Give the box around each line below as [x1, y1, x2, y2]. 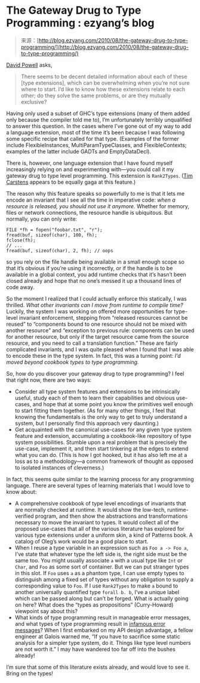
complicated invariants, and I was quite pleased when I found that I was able [6, 345, 194, 353]
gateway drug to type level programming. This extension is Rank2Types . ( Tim [6, 172, 193, 179]
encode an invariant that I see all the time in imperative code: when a [6, 196, 176, 203]
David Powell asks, [6, 61, 53, 69]
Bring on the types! [6, 669, 54, 677]
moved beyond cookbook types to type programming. [6, 359, 139, 366]
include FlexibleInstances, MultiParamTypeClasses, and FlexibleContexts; [6, 141, 187, 149]
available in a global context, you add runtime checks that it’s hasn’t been [6, 271, 187, 278]
